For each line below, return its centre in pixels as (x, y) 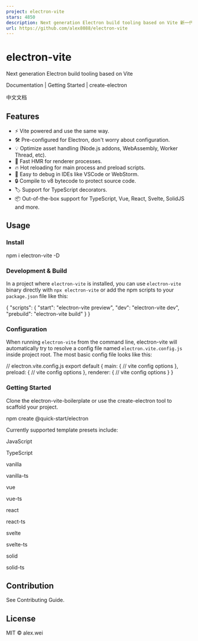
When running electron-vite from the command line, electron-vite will (92, 342)
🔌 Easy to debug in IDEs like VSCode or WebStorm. (77, 174)
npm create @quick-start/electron (47, 418)
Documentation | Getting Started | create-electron (67, 85)
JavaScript (19, 441)
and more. (27, 207)
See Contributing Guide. (35, 600)
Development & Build (37, 271)
